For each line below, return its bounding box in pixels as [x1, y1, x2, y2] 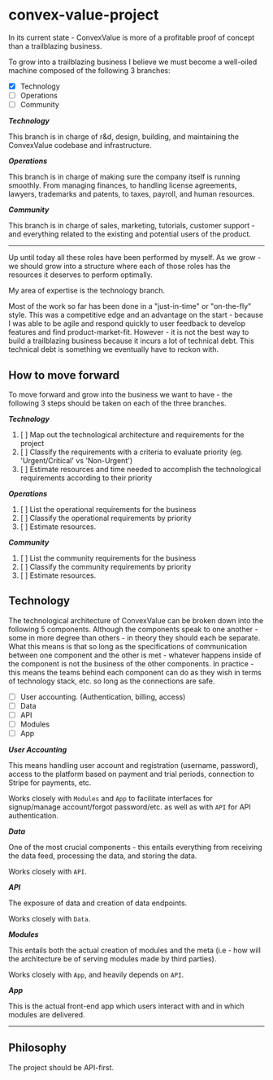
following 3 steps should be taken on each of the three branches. [8, 398, 227, 408]
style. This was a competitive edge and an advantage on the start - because [8, 310, 264, 320]
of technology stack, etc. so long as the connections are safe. [8, 676, 215, 686]
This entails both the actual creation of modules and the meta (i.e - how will [8, 945, 262, 956]
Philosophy [8, 1041, 67, 1055]
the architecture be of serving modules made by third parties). [8, 954, 217, 964]
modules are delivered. [8, 1010, 85, 1020]
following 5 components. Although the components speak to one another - [8, 624, 258, 634]
